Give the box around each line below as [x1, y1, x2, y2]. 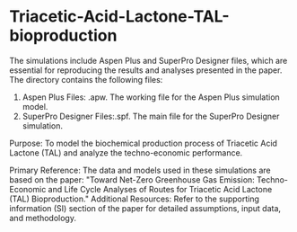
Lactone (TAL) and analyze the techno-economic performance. [9, 147, 243, 158]
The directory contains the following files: [9, 74, 163, 85]
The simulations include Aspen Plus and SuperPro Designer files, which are [9, 55, 288, 66]
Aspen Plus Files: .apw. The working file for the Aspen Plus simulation [22, 92, 280, 103]
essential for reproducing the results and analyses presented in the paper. [9, 65, 283, 76]
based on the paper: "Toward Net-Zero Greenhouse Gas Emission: [9, 174, 256, 185]
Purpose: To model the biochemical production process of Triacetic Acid [9, 138, 278, 148]
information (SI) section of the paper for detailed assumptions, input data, [9, 202, 281, 213]
